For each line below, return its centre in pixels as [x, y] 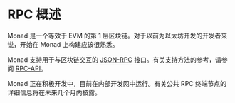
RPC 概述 [34, 15]
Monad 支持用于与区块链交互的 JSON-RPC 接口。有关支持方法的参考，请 [115, 59]
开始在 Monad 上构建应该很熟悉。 [69, 44]
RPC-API [28, 68]
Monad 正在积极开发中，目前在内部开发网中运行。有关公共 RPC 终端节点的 [117, 83]
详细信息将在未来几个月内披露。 [54, 92]
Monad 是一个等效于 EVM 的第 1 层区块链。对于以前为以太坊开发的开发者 [114, 36]
